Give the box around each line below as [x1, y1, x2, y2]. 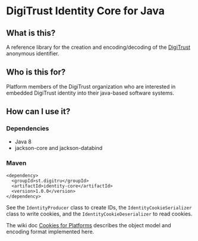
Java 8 [14, 138, 32, 145]
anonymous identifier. [6, 50, 59, 57]
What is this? [6, 28, 56, 38]
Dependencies [6, 124, 49, 133]
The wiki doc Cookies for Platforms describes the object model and [6, 221, 171, 229]
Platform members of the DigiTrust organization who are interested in [6, 83, 176, 90]
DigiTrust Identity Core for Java [6, 4, 165, 18]
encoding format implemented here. [6, 228, 95, 235]
